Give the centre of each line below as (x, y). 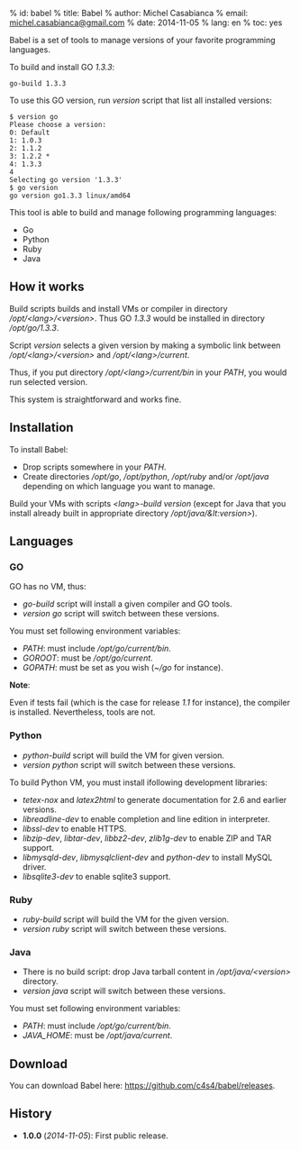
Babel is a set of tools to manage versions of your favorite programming (143, 40)
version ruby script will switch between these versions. (124, 928)
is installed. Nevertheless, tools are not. (82, 712)
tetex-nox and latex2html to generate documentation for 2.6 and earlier (155, 799)
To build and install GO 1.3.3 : (62, 67)
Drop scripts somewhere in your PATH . (94, 467)
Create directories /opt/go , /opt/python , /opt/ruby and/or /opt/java (145, 476)
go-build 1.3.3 (38, 84)
